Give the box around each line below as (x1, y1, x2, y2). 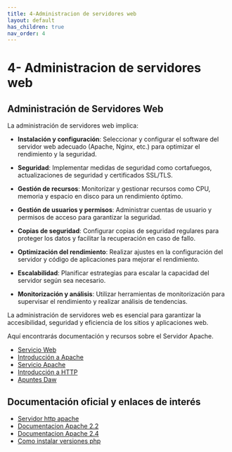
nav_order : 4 (7, 29, 46, 37)
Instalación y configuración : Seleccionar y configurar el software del (17, 135, 219, 144)
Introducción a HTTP (17, 368, 78, 376)
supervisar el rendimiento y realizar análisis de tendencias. (17, 298, 188, 306)
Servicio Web (17, 345, 57, 354)
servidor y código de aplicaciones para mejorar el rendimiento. (17, 255, 200, 264)
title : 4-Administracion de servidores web (7, 10, 137, 18)
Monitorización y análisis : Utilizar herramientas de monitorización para (17, 290, 225, 298)
